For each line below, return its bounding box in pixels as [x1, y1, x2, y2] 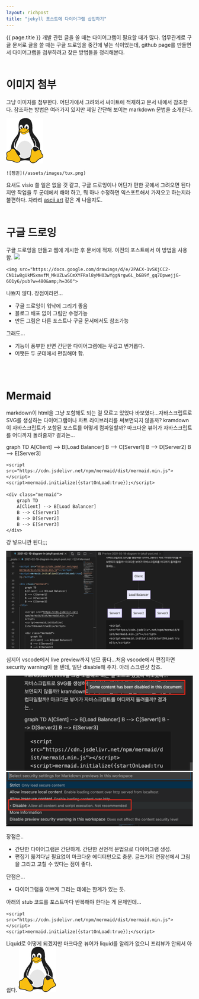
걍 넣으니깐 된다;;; [6, 539, 47, 546]
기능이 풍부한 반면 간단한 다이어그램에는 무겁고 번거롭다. [14, 343, 145, 350]
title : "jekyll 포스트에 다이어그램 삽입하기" [6, 15, 107, 22]
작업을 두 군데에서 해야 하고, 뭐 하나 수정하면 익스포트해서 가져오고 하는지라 [17, 189, 191, 196]
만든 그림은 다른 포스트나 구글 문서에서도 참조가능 [14, 317, 129, 324]
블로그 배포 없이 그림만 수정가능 [14, 310, 88, 317]
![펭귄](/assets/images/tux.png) [6, 170, 86, 177]
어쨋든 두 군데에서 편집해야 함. [14, 350, 85, 357]
